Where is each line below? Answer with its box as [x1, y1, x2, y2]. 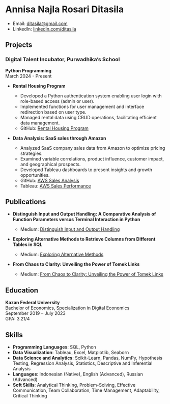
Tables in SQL [12, 241, 43, 248]
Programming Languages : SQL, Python [12, 344, 97, 350]
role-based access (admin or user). [20, 98, 95, 104]
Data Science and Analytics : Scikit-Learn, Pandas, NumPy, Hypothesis [12, 355, 163, 361]
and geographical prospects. [20, 161, 81, 167]
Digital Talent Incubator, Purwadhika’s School [5, 56, 120, 63]
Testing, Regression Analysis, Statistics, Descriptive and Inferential [12, 360, 153, 366]
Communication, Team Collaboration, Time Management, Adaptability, [12, 387, 160, 393]
